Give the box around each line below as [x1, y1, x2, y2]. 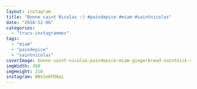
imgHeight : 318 [6, 69, 43, 74]
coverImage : [6, 57, 35, 63]
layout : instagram [6, 8, 51, 15]
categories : [6, 25, 35, 31]
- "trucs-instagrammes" [11, 30, 69, 36]
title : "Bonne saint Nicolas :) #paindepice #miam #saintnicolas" [6, 14, 172, 20]
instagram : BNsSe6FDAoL [6, 74, 64, 80]
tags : [6, 36, 19, 42]
